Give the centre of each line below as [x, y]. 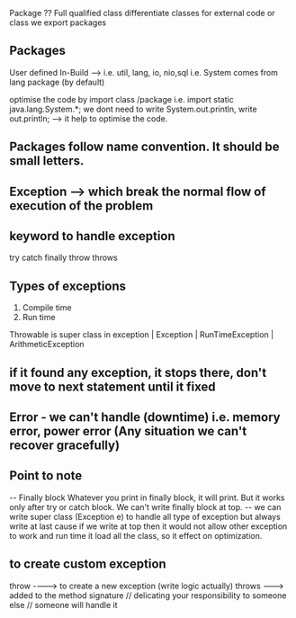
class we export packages [58, 22]
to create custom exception [88, 564]
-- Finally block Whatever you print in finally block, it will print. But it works [147, 497]
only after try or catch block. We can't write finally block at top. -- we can [145, 506]
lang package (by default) [57, 82]
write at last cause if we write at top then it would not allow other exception [148, 526]
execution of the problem [81, 206]
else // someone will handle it [64, 605]
